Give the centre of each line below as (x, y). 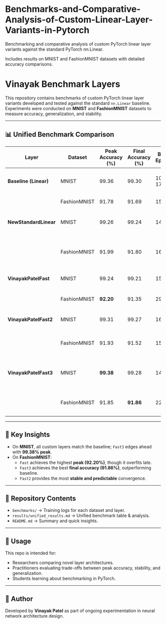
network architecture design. (35, 616)
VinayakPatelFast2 (30, 319)
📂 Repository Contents (41, 498)
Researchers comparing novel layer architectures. (63, 563)
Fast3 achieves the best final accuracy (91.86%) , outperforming (85, 468)
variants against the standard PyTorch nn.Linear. (54, 49)
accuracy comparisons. (29, 64)
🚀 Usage (18, 541)
